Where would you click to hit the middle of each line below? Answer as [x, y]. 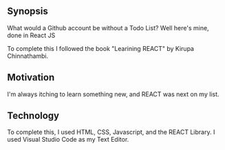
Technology [33, 116]
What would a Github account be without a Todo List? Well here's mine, [108, 28]
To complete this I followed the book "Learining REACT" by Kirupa [101, 48]
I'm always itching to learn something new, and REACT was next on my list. [113, 94]
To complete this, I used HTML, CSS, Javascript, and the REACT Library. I [111, 132]
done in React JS [31, 35]
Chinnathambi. [28, 56]
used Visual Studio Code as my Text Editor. [68, 140]
